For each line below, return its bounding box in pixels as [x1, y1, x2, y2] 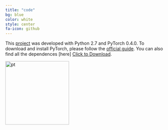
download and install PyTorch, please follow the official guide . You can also [5, 46, 163, 52]
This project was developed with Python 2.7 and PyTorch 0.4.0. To [5, 40, 145, 46]
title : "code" [5, 7, 36, 13]
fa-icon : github [5, 26, 40, 31]
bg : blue [5, 12, 24, 17]
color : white [5, 17, 33, 22]
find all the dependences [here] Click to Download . [5, 51, 112, 57]
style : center [5, 21, 36, 27]
